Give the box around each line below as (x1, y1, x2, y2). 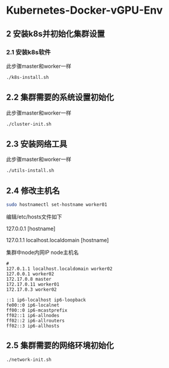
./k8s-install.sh (6, 74, 49, 80)
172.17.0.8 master (6, 276, 52, 282)
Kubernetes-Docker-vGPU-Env (6, 4, 163, 17)
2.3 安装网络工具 (6, 139, 68, 149)
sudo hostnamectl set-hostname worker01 (6, 201, 108, 208)
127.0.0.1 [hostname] (6, 225, 56, 232)
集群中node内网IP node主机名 (6, 249, 79, 256)
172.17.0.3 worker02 (6, 286, 58, 293)
